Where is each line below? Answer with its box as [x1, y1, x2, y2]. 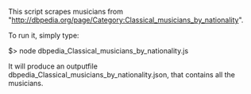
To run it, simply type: [8, 31, 79, 40]
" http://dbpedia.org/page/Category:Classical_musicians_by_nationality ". [8, 15, 244, 25]
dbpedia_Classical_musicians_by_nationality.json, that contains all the [8, 70, 236, 79]
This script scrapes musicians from [8, 7, 123, 16]
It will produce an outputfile [8, 61, 98, 71]
